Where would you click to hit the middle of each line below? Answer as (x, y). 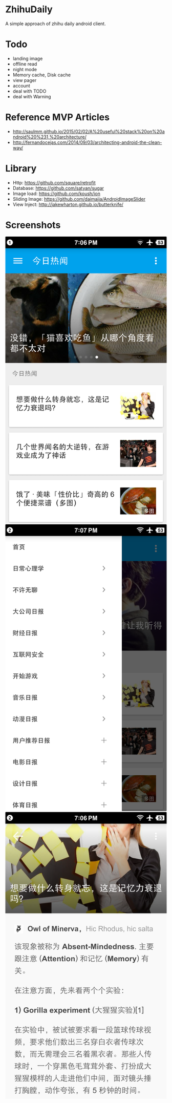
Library (21, 168)
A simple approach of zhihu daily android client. (56, 24)
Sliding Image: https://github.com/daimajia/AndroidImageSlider (79, 199)
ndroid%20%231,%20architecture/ (50, 137)
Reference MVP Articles (58, 118)
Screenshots (33, 225)
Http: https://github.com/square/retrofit (54, 182)
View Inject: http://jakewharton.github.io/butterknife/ (68, 204)
